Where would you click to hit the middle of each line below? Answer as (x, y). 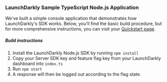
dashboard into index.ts (38, 63)
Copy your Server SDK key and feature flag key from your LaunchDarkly (87, 58)
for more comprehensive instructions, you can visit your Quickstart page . (80, 29)
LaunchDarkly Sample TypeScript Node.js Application (72, 7)
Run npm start (27, 69)
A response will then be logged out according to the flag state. (77, 74)
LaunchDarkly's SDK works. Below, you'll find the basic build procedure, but (83, 23)
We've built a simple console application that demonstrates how (71, 18)
